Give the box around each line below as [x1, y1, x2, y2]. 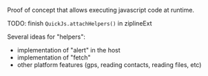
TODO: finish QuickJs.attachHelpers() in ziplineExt [7, 19, 152, 27]
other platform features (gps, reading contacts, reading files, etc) [17, 61, 202, 68]
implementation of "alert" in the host [17, 46, 121, 54]
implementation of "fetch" [17, 53, 91, 61]
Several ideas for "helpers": [7, 32, 86, 41]
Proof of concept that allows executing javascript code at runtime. [7, 6, 195, 14]
